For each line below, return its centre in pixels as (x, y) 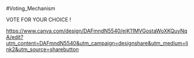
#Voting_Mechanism (31, 8)
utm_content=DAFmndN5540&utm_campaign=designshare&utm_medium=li (97, 43)
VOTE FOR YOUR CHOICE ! (39, 19)
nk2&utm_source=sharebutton (42, 49)
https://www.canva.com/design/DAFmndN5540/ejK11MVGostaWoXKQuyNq (97, 31)
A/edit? (15, 37)
